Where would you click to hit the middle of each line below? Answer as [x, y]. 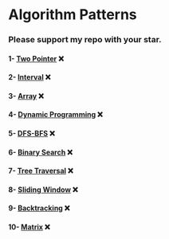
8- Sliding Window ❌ [43, 190]
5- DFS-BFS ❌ [32, 134]
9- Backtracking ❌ [39, 208]
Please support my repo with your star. [85, 40]
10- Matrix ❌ [29, 227]
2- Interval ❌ [29, 77]
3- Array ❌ [26, 96]
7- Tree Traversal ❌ [41, 171]
